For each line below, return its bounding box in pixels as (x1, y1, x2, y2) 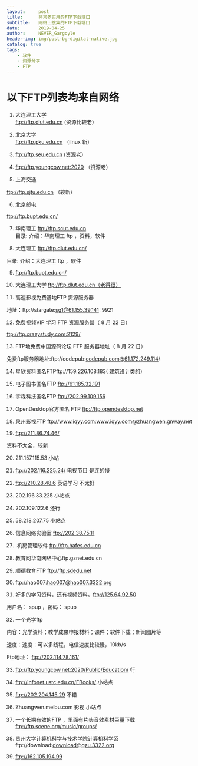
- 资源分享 (17, 58, 41, 64)
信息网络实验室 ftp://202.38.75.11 (15, 530, 95, 537)
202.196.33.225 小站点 (15, 492, 70, 499)
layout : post (6, 8, 49, 15)
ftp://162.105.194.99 (15, 753, 63, 760)
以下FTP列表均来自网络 (6, 91, 120, 104)
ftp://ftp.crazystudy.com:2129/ (6, 331, 81, 338)
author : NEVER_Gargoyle (6, 31, 76, 37)
